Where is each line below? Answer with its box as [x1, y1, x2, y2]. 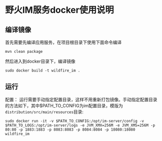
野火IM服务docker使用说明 [5, 4, 114, 16]
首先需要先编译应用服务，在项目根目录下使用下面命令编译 [5, 40, 122, 45]
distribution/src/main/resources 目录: [5, 109, 84, 115]
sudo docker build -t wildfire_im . [5, 68, 80, 73]
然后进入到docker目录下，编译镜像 [5, 58, 75, 64]
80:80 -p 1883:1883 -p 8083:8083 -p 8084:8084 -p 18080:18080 [5, 127, 135, 132]
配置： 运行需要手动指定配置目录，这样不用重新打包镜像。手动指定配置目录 [5, 96, 158, 102]
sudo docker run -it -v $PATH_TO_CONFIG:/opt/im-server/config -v [5, 118, 144, 123]
